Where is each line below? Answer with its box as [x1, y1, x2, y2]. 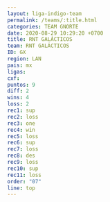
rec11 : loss [7, 171, 42, 178]
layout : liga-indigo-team [7, 10, 82, 17]
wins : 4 [7, 94, 30, 101]
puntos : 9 [7, 81, 36, 88]
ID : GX [7, 49, 26, 56]
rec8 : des [7, 152, 36, 160]
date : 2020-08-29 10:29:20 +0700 [7, 29, 104, 37]
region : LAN [7, 56, 42, 62]
